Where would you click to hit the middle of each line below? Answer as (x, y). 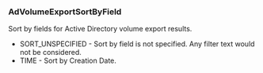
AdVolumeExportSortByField (65, 12)
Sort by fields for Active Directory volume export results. (100, 29)
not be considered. (50, 53)
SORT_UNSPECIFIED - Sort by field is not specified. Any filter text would (137, 44)
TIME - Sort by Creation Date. (68, 60)
